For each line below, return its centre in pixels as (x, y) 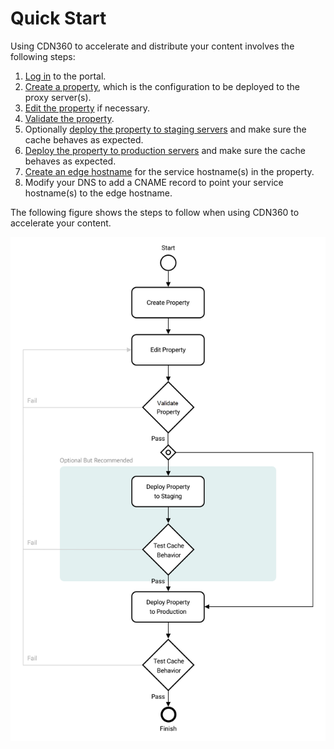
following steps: (43, 56)
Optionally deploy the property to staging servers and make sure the (165, 129)
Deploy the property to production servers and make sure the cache (165, 150)
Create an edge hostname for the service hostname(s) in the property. (169, 171)
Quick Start (58, 18)
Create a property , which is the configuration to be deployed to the (162, 86)
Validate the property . (69, 118)
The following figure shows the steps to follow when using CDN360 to (155, 212)
